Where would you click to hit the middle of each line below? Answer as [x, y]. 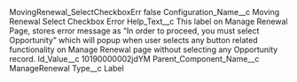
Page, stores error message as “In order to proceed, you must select [134, 31]
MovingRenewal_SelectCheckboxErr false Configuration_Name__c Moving [145, 12]
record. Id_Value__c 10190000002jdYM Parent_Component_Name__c [134, 59]
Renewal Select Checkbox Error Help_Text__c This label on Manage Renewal [148, 21]
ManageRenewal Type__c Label [66, 68]
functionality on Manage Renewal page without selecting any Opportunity [144, 49]
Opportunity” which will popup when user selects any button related [134, 40]
